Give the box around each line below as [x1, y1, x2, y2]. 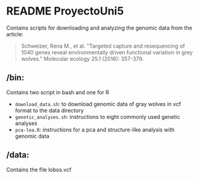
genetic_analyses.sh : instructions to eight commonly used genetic [14, 113, 180, 120]
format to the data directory [14, 107, 84, 114]
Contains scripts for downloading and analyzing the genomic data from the [6, 24, 192, 31]
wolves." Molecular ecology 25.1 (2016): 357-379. [21, 55, 144, 62]
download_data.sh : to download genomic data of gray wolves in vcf [14, 100, 182, 107]
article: [6, 30, 24, 37]
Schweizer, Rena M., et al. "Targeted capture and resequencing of [21, 42, 185, 49]
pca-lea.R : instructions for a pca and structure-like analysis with [14, 126, 175, 133]
